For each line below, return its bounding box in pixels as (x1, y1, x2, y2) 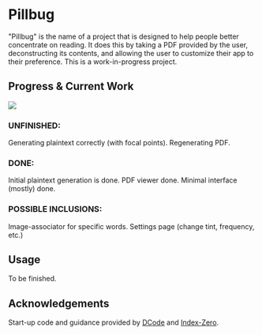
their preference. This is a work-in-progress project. (8, 57, 178, 66)
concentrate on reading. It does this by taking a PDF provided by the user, (8, 40, 249, 49)
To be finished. (8, 274, 57, 284)
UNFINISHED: (8, 120, 61, 131)
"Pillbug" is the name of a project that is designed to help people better (8, 32, 239, 41)
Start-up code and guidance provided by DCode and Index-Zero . (8, 318, 219, 327)
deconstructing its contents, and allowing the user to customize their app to (8, 48, 254, 58)
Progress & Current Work (8, 80, 134, 93)
